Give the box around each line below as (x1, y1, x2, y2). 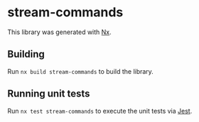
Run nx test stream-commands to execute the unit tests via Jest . (7, 106, 193, 115)
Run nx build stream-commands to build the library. (7, 67, 154, 75)
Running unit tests (7, 88, 90, 100)
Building (7, 48, 45, 60)
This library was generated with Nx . (7, 28, 112, 36)
